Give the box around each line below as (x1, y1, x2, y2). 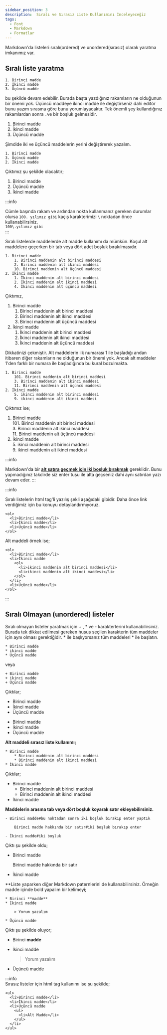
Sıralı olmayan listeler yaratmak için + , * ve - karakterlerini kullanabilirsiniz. (5, 623, 160, 629)
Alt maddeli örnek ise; (5, 538, 50, 544)
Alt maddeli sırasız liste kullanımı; (5, 739, 76, 745)
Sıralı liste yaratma (5, 64, 64, 73)
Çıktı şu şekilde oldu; (5, 842, 48, 848)
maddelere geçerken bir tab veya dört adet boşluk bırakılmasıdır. (5, 244, 138, 250)
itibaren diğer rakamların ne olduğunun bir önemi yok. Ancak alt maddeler (5, 355, 157, 361)
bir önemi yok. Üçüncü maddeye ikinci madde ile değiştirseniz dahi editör (5, 100, 156, 106)
